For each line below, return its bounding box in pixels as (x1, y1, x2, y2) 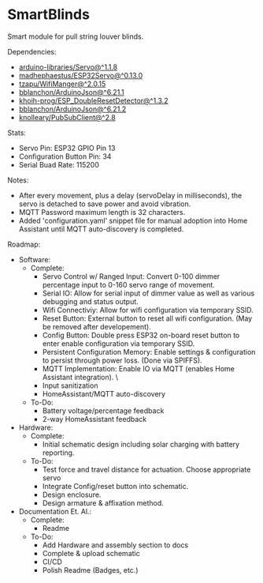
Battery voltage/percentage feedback (42, 405, 165, 416)
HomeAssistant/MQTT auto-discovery (42, 389, 166, 398)
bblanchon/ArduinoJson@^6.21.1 (18, 87, 124, 96)
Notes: (7, 175, 29, 185)
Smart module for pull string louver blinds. (7, 32, 144, 41)
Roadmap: (7, 239, 41, 249)
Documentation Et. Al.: (18, 506, 92, 516)
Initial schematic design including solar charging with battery (42, 439, 240, 449)
